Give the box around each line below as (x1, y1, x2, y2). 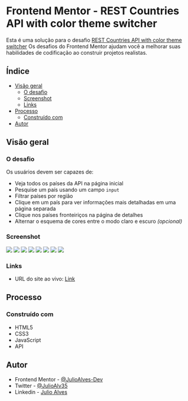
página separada (14, 205, 56, 212)
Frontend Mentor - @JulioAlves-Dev (14, 375, 103, 383)
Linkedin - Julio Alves (14, 388, 68, 396)
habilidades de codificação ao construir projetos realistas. (6, 49, 148, 56)
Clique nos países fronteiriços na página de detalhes (14, 211, 143, 219)
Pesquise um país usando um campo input (14, 186, 119, 194)
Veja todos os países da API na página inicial (14, 180, 124, 187)
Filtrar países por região (14, 192, 73, 200)
